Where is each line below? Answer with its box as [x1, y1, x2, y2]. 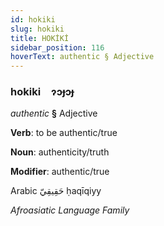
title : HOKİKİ [10, 33, 70, 43]
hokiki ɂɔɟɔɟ [10, 85, 75, 99]
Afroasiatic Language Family [10, 204, 130, 216]
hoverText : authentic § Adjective [10, 52, 155, 62]
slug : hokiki [10, 24, 65, 34]
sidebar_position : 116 [10, 42, 105, 53]
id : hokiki [10, 14, 56, 25]
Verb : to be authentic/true [10, 127, 118, 139]
